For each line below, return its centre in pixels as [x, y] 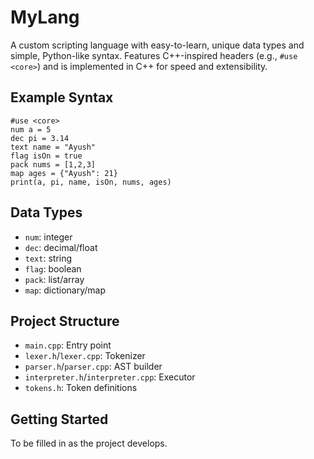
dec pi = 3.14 [40, 138]
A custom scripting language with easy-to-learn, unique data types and [157, 45]
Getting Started [59, 419]
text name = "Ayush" [53, 147]
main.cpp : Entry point [68, 345]
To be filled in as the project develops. [89, 443]
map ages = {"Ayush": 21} [64, 173]
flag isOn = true [46, 156]
